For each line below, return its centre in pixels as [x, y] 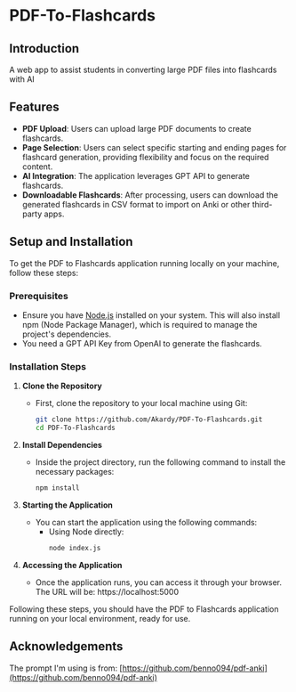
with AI [22, 79]
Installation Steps [48, 366]
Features [34, 107]
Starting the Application [68, 505]
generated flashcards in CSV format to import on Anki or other [136, 204]
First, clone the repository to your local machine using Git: [141, 403]
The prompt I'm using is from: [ [66, 668]
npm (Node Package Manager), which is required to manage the [140, 324]
